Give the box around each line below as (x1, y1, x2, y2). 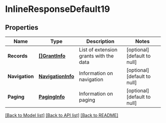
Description (86, 38, 115, 45)
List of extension (79, 46, 118, 53)
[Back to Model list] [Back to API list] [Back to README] (5, 113, 119, 118)
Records (7, 53, 28, 59)
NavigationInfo (39, 73, 75, 80)
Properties (5, 23, 39, 32)
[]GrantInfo (39, 53, 66, 59)
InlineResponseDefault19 (5, 3, 110, 15)
